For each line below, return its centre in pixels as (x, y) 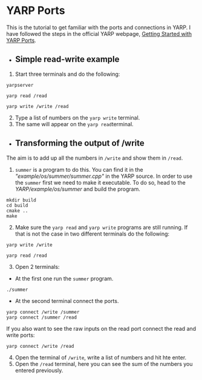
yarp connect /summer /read (42, 317)
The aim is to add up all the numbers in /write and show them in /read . (95, 158)
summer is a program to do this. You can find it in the (79, 169)
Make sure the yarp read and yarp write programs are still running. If (101, 227)
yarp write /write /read (37, 106)
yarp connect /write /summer (43, 312)
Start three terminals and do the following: (67, 74)
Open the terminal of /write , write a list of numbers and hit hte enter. (101, 357)
